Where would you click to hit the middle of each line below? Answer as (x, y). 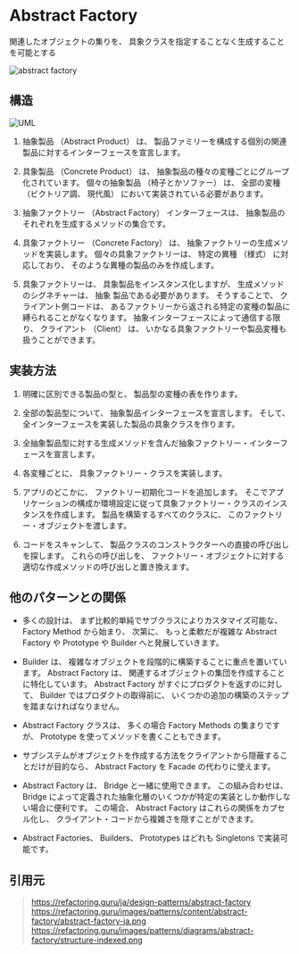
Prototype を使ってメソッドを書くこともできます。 (133, 736)
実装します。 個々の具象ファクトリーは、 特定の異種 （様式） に (163, 253)
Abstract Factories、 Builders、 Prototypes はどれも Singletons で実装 (151, 838)
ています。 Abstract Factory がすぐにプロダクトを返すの (156, 684)
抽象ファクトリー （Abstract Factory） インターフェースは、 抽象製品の (154, 212)
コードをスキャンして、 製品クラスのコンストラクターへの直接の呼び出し (156, 544)
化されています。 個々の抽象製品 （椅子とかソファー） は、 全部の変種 (151, 182)
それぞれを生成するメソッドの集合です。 (96, 223)
